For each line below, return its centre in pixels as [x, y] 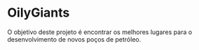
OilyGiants [39, 13]
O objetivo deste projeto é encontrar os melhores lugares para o [100, 32]
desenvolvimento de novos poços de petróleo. [74, 39]
